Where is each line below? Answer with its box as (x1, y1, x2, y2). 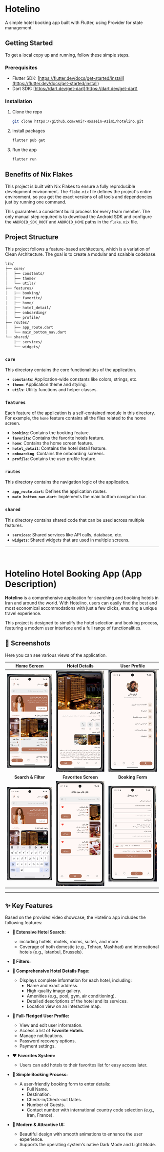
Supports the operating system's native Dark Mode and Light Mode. (19, 1142, 156, 1148)
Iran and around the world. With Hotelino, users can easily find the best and (5, 600, 157, 606)
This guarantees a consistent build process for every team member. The (5, 208, 150, 214)
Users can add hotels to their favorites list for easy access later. (19, 1062, 148, 1068)
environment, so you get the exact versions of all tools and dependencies (5, 194, 153, 199)
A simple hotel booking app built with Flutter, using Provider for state (5, 20, 143, 25)
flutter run (12, 157, 37, 162)
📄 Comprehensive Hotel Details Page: (12, 968, 90, 974)
